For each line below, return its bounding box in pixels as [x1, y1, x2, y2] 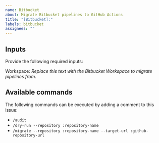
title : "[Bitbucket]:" [5, 17, 53, 22]
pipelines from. [5, 73, 37, 79]
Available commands [5, 88, 73, 97]
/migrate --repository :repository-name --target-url [12, 128, 128, 133]
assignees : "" [5, 26, 35, 31]
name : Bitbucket [5, 7, 39, 13]
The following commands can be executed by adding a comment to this [5, 102, 154, 108]
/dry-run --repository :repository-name [12, 123, 99, 128]
